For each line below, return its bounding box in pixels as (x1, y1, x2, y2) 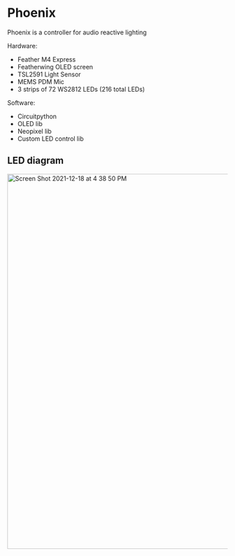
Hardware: (7, 41, 38, 50)
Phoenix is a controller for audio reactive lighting (7, 28, 147, 36)
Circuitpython (17, 112, 57, 120)
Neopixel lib (17, 127, 52, 135)
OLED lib (17, 119, 43, 127)
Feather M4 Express (17, 55, 76, 64)
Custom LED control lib (17, 134, 84, 143)
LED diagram (7, 155, 64, 167)
